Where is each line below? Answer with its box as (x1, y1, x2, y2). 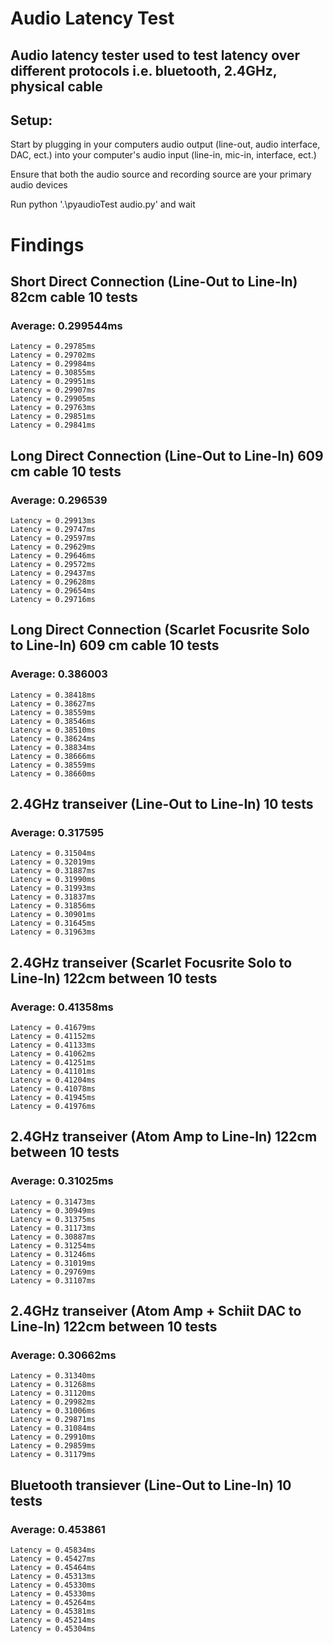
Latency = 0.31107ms (10, 1275, 97, 1286)
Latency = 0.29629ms (10, 542, 97, 552)
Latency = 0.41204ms (10, 1075, 97, 1086)
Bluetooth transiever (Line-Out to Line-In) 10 (10, 1477, 292, 1494)
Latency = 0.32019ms (10, 857, 97, 867)
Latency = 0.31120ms (10, 1388, 97, 1399)
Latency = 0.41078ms (10, 1084, 97, 1094)
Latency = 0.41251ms (10, 1058, 97, 1068)
